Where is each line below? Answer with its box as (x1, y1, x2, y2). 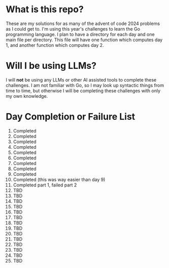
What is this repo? (6, 4, 84, 15)
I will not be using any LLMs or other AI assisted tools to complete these (6, 76, 157, 83)
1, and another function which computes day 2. (6, 42, 104, 48)
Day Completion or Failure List (6, 111, 136, 123)
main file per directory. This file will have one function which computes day (6, 37, 163, 43)
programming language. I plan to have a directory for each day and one (6, 31, 155, 37)
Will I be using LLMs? (6, 60, 97, 72)
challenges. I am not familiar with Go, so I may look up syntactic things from (6, 82, 164, 88)
